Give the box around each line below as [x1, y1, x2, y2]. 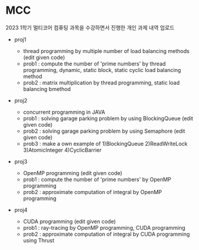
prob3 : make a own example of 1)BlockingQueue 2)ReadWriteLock [23, 140, 188, 147]
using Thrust [23, 236, 55, 244]
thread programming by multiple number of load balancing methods [23, 47, 190, 54]
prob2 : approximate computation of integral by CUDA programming [23, 230, 190, 237]
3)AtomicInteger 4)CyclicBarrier [23, 146, 102, 154]
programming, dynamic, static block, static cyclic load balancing [23, 66, 181, 73]
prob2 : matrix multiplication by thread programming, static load [23, 79, 180, 86]
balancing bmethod [23, 85, 71, 92]
